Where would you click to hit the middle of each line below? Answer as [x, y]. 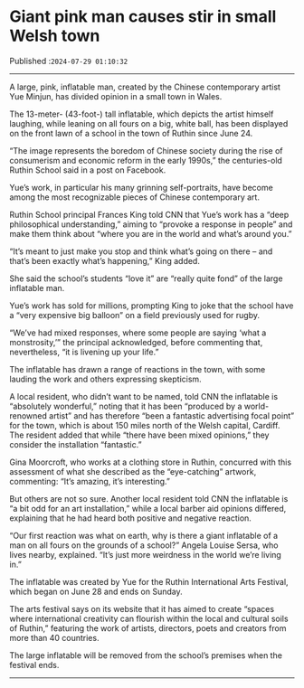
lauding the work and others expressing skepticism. [105, 379]
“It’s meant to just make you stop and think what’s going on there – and [141, 251]
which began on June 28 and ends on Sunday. [96, 591]
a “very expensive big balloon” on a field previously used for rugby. [135, 315]
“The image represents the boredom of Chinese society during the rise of [146, 150]
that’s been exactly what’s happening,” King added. [105, 260]
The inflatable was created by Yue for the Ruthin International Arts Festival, [149, 581]
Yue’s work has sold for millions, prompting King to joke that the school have [152, 306]
